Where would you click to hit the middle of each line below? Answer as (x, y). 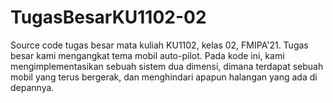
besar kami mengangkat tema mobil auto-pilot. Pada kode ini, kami (147, 55)
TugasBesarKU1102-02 (108, 17)
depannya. (32, 87)
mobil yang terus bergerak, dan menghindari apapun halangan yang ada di (164, 77)
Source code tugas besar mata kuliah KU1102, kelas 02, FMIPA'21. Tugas (159, 45)
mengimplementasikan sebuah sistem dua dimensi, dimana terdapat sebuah (167, 66)
